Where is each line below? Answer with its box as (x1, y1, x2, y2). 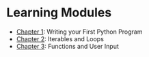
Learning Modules (6, 5, 112, 21)
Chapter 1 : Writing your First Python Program (16, 27, 143, 36)
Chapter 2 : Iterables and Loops (16, 34, 104, 43)
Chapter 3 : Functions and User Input (16, 42, 119, 50)
